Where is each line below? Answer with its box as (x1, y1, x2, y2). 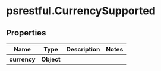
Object (41, 55, 61, 63)
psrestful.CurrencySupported (6, 4, 156, 18)
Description (66, 46, 100, 53)
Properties (6, 28, 46, 38)
